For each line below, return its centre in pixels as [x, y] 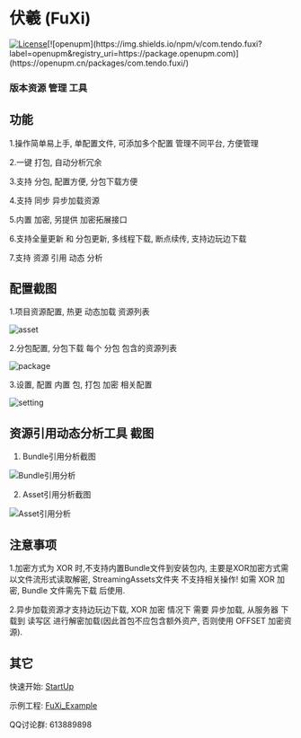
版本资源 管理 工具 [49, 88]
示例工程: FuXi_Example [53, 705]
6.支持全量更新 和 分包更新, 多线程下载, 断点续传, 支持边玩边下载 [128, 238]
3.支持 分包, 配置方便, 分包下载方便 [74, 181]
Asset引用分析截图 [57, 495]
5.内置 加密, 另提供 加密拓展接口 [68, 219]
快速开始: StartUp [42, 686]
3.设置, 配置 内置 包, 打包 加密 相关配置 [81, 385]
